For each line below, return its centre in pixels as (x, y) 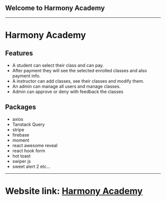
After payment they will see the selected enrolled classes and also (80, 70)
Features (19, 53)
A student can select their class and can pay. (58, 65)
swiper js (21, 161)
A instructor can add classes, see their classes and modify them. (78, 81)
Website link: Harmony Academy (74, 191)
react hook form (29, 151)
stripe (18, 129)
